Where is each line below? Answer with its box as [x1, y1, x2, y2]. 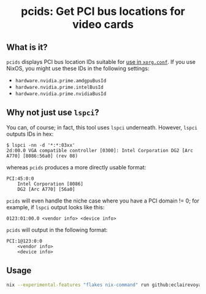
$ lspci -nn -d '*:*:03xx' [6, 142, 75, 148]
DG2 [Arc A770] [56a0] [17, 186, 75, 192]
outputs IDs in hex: [6, 130, 54, 137]
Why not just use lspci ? [6, 107, 99, 118]
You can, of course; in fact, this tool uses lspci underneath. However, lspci [6, 123, 198, 131]
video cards [72, 18, 134, 31]
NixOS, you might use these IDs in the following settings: [6, 65, 150, 72]
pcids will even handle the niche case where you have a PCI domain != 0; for [6, 197, 199, 204]
